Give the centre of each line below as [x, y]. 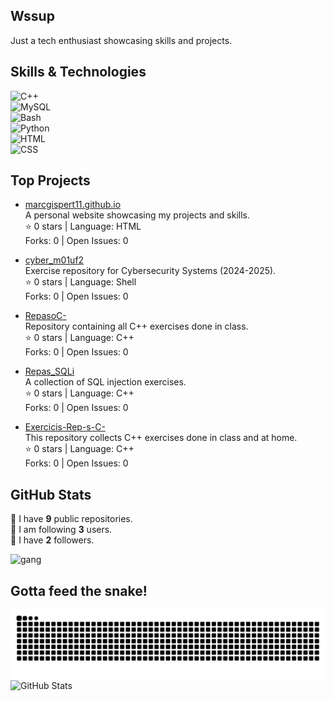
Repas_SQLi [49, 371]
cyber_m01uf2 [54, 260]
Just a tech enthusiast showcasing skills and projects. [121, 40]
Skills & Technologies [78, 72]
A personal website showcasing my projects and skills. [137, 215]
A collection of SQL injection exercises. [105, 382]
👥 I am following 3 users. [61, 530]
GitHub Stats [51, 494]
